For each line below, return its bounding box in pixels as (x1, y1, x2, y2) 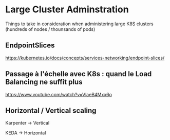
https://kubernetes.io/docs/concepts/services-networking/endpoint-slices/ (5, 55, 165, 61)
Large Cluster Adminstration (5, 4, 129, 15)
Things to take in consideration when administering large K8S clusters (5, 21, 154, 27)
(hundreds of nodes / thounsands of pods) (5, 26, 96, 32)
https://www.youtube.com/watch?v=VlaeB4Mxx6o (5, 91, 112, 97)
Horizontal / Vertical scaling (5, 106, 97, 115)
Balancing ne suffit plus (5, 78, 83, 86)
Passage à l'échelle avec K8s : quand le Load (5, 69, 152, 78)
